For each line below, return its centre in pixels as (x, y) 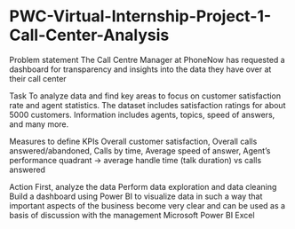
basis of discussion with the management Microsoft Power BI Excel (132, 215)
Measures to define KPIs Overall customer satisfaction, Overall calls (133, 141)
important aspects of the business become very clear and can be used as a (147, 205)
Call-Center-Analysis (89, 35)
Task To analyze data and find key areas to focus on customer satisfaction (145, 96)
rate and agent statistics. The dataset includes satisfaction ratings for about (147, 105)
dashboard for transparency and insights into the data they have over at (140, 69)
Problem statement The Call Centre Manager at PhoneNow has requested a (147, 59)
